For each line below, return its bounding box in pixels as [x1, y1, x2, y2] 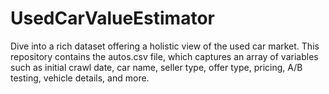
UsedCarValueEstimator [10, 7, 215, 30]
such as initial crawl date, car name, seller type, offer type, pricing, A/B [10, 61, 303, 73]
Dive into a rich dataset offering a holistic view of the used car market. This [10, 40, 320, 52]
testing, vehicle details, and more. [10, 72, 150, 84]
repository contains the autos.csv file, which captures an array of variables [10, 50, 319, 62]
